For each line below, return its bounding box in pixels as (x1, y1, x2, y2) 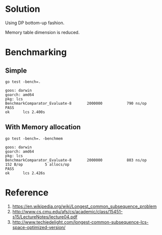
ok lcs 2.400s (5, 110, 45, 115)
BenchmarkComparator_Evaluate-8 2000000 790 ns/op (5, 101, 147, 106)
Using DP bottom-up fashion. (5, 20, 65, 26)
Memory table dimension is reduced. (5, 29, 80, 35)
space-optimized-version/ (12, 224, 66, 230)
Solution (5, 3, 40, 15)
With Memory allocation (5, 123, 81, 131)
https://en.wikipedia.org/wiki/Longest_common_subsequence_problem (12, 203, 157, 209)
